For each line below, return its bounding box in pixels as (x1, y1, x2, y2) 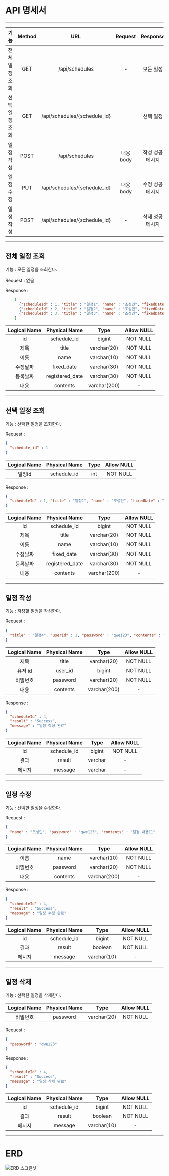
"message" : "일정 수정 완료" (10, 911, 67, 916)
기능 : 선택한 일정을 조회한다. (5, 421, 62, 427)
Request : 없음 (5, 277, 34, 283)
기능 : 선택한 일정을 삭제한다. (5, 992, 62, 998)
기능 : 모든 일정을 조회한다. (5, 266, 58, 272)
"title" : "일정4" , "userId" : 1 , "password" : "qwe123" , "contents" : (10, 633, 161, 638)
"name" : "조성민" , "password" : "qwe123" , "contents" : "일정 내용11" (10, 829, 156, 834)
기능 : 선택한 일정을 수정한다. (5, 804, 62, 811)
